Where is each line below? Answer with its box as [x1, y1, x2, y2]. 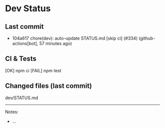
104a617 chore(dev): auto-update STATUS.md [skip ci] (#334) [12, 35, 138, 41]
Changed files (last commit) [5, 82, 92, 90]
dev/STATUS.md [5, 95, 38, 101]
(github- [138, 35, 156, 41]
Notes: [5, 108, 19, 115]
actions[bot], [12, 41, 38, 46]
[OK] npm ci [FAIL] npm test [5, 67, 61, 73]
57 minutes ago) [39, 41, 72, 46]
